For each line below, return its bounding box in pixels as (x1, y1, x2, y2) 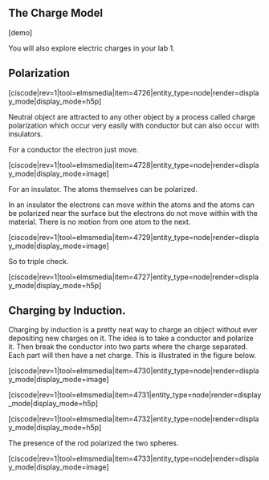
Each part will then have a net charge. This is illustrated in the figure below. (8, 351, 257, 360)
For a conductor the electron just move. (8, 144, 139, 154)
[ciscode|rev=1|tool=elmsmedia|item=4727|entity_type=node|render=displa (8, 272, 259, 282)
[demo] (8, 27, 33, 37)
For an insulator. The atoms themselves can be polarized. (8, 184, 198, 193)
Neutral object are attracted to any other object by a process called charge (8, 112, 255, 121)
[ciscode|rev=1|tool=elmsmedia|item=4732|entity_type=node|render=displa (8, 414, 259, 424)
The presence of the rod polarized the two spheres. (8, 438, 179, 448)
